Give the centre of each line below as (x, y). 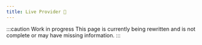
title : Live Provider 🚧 (37, 12)
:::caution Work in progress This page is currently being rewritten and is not (101, 29)
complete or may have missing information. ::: (64, 35)
